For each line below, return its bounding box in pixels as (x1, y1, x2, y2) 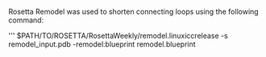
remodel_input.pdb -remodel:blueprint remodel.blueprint (8, 39, 196, 49)
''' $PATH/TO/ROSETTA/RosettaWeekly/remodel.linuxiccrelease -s (8, 31, 228, 40)
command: (8, 15, 44, 25)
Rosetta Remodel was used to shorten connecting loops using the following (8, 7, 260, 16)
